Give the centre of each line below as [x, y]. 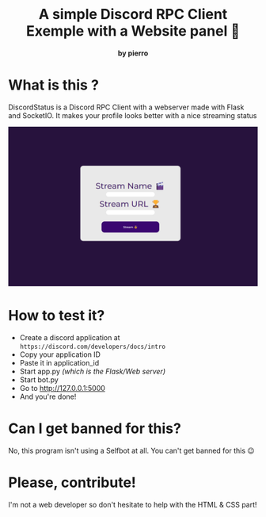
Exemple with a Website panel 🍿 [133, 31]
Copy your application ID [60, 354]
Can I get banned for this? [95, 428]
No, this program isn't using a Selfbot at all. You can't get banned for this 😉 [131, 450]
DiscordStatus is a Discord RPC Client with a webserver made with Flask [126, 107]
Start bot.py [39, 379]
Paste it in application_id [59, 362]
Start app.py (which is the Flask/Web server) [93, 371]
